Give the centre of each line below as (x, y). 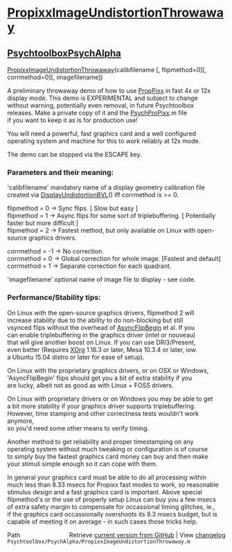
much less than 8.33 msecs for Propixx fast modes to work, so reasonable (113, 485)
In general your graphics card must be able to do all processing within (107, 477)
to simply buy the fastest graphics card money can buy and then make (108, 456)
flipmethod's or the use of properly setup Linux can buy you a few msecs (112, 499)
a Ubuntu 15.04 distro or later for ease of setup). (76, 357)
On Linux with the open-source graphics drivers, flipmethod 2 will (101, 312)
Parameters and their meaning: (61, 172)
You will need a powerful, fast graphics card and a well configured (101, 134)
